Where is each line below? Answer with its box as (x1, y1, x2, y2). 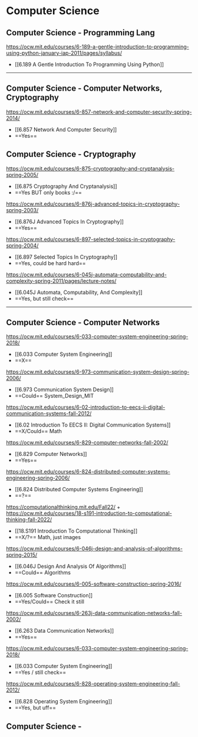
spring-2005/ (6, 171, 39, 178)
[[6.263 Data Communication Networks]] (14, 627, 114, 634)
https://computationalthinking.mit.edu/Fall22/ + (6, 504, 121, 511)
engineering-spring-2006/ (6, 474, 70, 481)
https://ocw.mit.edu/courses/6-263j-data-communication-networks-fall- (6, 610, 183, 617)
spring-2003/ (6, 206, 39, 213)
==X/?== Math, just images (14, 534, 81, 541)
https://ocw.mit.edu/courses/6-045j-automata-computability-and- (6, 271, 167, 278)
